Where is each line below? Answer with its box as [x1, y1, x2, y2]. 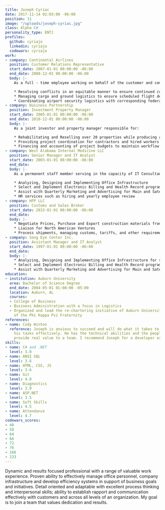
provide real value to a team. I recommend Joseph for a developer [14, 335, 155, 341]
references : [5, 317, 29, 322]
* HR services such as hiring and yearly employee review [14, 194, 135, 199]
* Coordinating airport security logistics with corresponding [14, 98, 146, 103]
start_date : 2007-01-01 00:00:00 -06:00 [9, 67, 93, 72]
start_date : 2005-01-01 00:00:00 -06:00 [9, 112, 93, 117]
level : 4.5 [9, 404, 32, 409]
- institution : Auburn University [5, 276, 76, 281]
